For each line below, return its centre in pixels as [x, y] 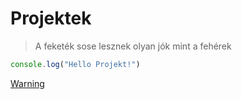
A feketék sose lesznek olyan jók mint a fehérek [133, 46]
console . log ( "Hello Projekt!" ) [75, 64]
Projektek [51, 18]
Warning [27, 83]
